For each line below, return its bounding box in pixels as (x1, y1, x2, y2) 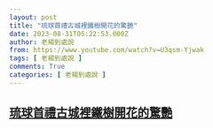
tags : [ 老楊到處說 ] (9, 54, 83, 63)
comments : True (9, 63, 66, 72)
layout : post (9, 12, 58, 22)
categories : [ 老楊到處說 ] (9, 71, 106, 79)
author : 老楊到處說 (9, 37, 75, 47)
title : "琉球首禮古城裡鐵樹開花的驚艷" (9, 21, 138, 30)
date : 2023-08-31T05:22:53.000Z (9, 29, 129, 38)
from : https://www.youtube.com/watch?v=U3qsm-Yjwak (9, 46, 204, 55)
